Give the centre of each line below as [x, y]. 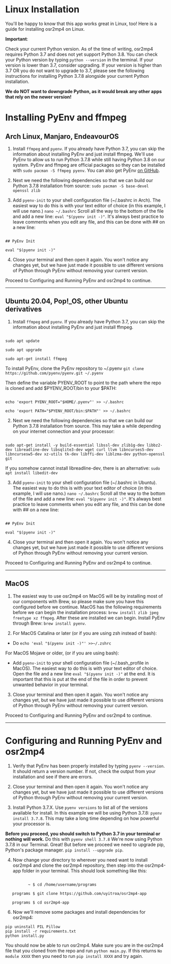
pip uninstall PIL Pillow [33, 927]
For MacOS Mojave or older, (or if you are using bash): [62, 653]
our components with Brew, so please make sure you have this [78, 601]
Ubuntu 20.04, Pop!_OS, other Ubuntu [67, 301]
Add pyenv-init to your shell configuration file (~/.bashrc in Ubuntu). [84, 483]
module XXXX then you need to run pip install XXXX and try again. [74, 956]
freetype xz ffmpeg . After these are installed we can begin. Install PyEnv [89, 618]
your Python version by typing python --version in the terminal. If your [79, 59]
